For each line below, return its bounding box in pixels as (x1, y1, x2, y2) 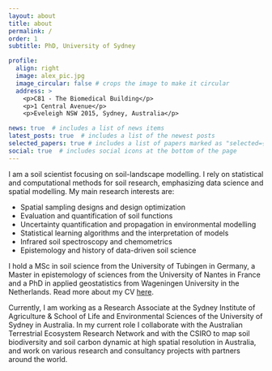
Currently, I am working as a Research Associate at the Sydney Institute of (8, 302, 256, 313)
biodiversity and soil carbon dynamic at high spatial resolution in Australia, (8, 337, 257, 347)
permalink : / (8, 27, 53, 35)
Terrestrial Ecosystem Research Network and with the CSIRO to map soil (8, 328, 250, 338)
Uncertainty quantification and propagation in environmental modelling (19, 219, 257, 229)
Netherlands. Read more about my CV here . (8, 287, 154, 296)
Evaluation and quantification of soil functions (19, 210, 173, 220)
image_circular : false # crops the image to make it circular (15, 79, 230, 88)
